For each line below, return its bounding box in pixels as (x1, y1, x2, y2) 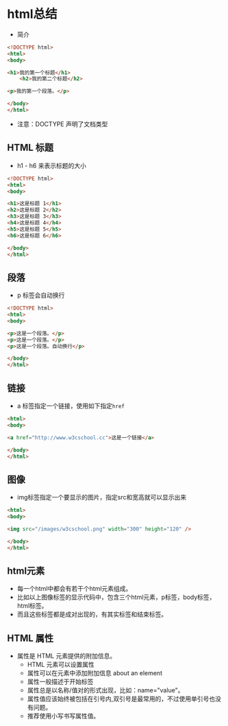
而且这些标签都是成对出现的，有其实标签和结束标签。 (16, 610, 168, 618)
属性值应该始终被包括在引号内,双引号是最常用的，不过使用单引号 (27, 694, 210, 703)
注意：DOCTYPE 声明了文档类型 (16, 119, 108, 128)
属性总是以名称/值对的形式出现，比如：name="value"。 (27, 686, 184, 694)
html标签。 (16, 602, 48, 610)
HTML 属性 (7, 632, 54, 644)
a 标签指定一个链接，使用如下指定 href (16, 402, 125, 410)
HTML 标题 (7, 142, 54, 154)
